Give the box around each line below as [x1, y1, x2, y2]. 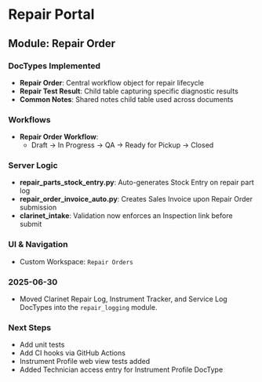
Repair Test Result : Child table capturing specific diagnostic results [19, 86, 239, 96]
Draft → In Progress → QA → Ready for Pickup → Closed [31, 140, 214, 150]
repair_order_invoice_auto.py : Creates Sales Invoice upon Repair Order [19, 195, 253, 204]
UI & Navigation [8, 239, 68, 250]
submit [19, 220, 42, 229]
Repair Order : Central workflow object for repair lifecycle [19, 78, 204, 87]
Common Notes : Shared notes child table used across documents [19, 94, 234, 104]
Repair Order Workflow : [19, 132, 99, 142]
